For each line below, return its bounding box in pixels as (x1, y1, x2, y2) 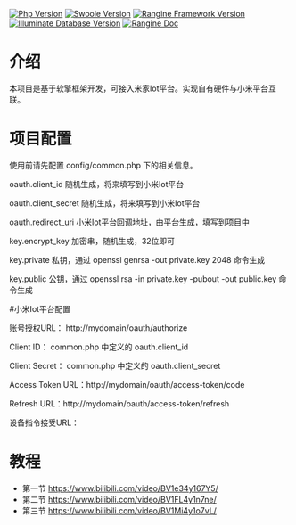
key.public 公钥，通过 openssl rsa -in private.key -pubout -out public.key (9, 273, 277, 284)
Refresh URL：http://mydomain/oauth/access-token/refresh (9, 398, 230, 409)
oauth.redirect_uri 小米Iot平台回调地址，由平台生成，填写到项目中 (9, 217, 250, 227)
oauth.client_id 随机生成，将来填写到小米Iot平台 (9, 178, 185, 189)
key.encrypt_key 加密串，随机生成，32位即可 (9, 235, 176, 246)
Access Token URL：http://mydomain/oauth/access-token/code (9, 379, 245, 390)
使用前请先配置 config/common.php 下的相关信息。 (9, 160, 198, 170)
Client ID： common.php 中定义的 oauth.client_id (9, 341, 189, 352)
